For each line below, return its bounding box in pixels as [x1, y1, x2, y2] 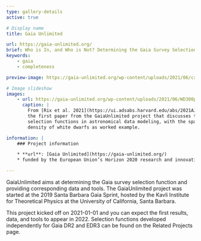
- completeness [17, 63, 55, 69]
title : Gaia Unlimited [6, 30, 63, 36]
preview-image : [6, 74, 44, 81]
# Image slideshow [6, 85, 52, 91]
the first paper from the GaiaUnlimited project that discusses [28, 113, 191, 119]
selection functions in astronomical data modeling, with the [28, 118, 186, 124]
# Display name [6, 25, 44, 31]
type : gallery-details [6, 8, 63, 15]
